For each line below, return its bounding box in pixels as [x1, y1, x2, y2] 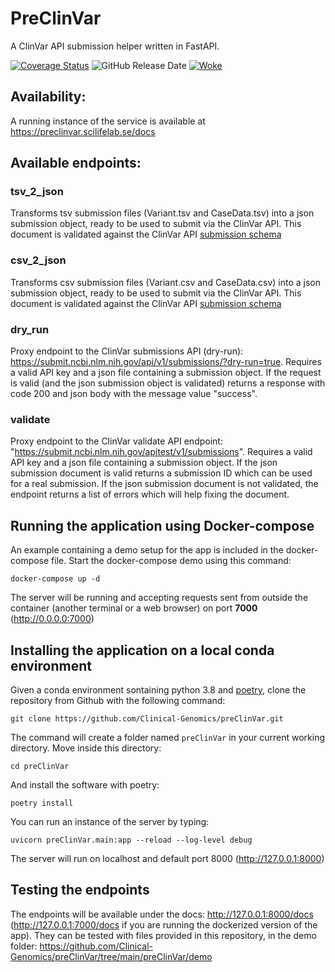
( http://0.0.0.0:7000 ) [10, 613, 95, 625]
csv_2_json [10, 253, 67, 267]
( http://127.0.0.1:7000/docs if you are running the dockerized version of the [10, 918, 318, 931]
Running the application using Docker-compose [10, 517, 315, 534]
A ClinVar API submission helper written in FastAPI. [10, 40, 220, 52]
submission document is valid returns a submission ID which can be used [10, 467, 313, 479]
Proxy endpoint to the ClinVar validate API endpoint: [10, 435, 223, 447]
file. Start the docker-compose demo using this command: [51, 555, 292, 567]
